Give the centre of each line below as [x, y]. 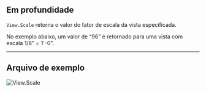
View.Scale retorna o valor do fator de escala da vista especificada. [91, 24]
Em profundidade [40, 10]
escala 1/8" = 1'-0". [30, 43]
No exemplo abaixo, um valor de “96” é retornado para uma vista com [95, 37]
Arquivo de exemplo [45, 68]
